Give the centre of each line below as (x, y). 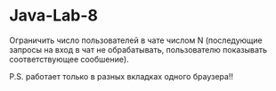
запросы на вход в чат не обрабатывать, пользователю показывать (138, 49)
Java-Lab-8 (54, 16)
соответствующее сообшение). (69, 59)
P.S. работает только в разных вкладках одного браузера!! (122, 76)
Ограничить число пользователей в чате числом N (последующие (136, 40)
